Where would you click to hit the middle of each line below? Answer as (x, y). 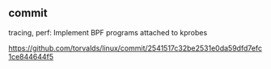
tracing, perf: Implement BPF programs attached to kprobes (108, 32)
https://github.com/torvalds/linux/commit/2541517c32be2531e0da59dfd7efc (135, 48)
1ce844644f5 (31, 56)
